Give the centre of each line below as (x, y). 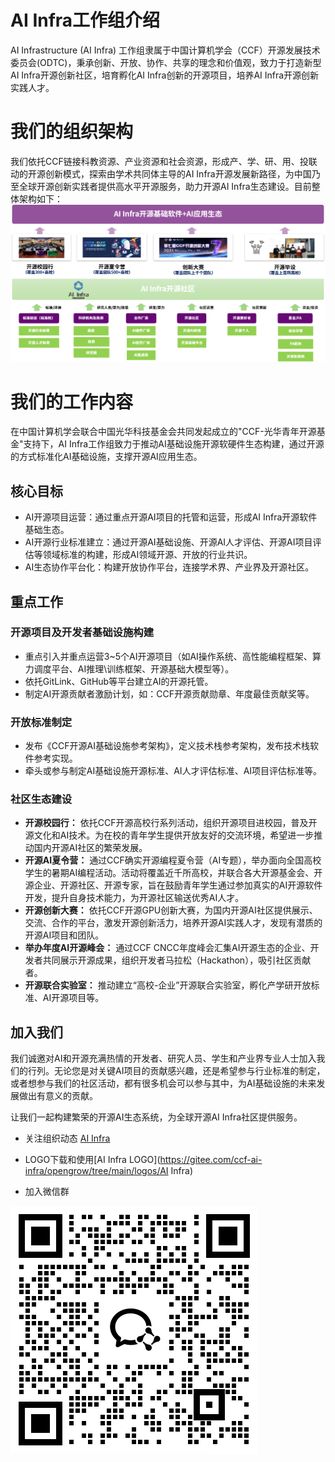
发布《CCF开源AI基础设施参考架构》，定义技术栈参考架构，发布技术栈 (167, 746)
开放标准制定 (41, 722)
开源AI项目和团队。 (64, 935)
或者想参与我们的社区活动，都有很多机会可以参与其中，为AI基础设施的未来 (163, 1083)
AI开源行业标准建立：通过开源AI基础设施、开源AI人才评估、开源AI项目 (168, 542)
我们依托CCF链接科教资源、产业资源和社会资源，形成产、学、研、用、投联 (164, 161)
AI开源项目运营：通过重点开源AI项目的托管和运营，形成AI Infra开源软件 (171, 517)
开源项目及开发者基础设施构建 (82, 633)
